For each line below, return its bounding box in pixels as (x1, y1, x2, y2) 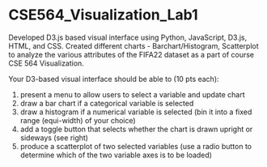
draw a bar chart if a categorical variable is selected (19, 98, 194, 108)
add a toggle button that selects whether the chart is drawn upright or (19, 124, 253, 134)
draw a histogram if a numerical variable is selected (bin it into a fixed (19, 107, 252, 117)
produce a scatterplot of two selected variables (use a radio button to (19, 141, 252, 151)
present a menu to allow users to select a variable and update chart (19, 89, 245, 99)
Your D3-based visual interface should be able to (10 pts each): (8, 74, 220, 83)
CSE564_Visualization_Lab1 (8, 6, 198, 24)
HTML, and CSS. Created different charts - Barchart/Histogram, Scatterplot (8, 41, 259, 50)
